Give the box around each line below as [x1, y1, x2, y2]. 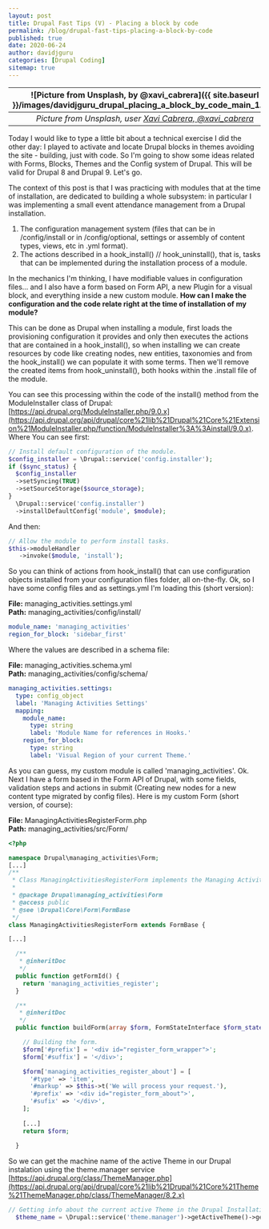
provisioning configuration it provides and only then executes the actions [8, 331, 249, 341]
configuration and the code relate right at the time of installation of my [8, 299, 247, 308]
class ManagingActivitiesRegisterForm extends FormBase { [8, 921, 206, 929]
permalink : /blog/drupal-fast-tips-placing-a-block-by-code [8, 26, 214, 34]
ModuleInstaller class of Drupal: [8, 398, 114, 408]
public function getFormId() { [15, 972, 120, 980]
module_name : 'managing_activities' [8, 623, 130, 631]
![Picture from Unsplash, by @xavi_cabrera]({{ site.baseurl [30, 89, 259, 100]
